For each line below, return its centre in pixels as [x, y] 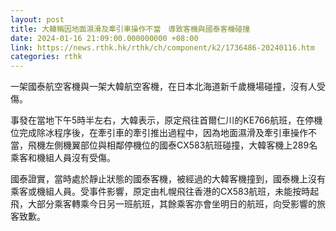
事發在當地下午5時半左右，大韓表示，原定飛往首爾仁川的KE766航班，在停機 [166, 120]
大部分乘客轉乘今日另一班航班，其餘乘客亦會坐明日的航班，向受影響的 [172, 204]
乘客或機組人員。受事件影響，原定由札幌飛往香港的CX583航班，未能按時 [160, 192]
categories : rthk [46, 57]
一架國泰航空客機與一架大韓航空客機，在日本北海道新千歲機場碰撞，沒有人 [163, 87]
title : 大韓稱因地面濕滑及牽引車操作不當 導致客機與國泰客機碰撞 [130, 29]
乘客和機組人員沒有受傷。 [63, 158]
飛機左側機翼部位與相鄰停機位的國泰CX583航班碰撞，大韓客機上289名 [172, 145]
